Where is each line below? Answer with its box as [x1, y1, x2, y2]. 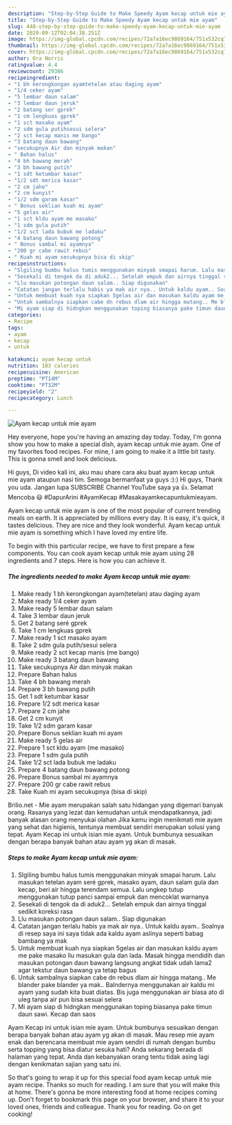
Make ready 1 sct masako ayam [17, 634, 107, 642]
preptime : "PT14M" [8, 375, 61, 382]
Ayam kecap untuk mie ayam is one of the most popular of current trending [8, 506, 221, 515]
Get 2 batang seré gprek [17, 619, 88, 628]
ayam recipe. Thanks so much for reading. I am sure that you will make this [8, 1081, 220, 1089]
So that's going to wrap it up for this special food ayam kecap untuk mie [8, 1073, 212, 1082]
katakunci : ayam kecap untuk [8, 356, 92, 363]
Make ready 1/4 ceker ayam [17, 597, 97, 606]
